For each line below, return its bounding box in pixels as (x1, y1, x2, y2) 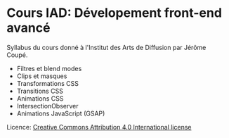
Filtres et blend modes (16, 64, 82, 73)
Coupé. (6, 51, 28, 59)
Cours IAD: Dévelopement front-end (6, 5, 223, 21)
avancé (6, 20, 51, 36)
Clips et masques (16, 72, 67, 80)
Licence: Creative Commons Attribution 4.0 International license (6, 123, 192, 131)
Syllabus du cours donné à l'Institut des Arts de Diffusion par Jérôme (6, 43, 207, 51)
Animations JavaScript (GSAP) (16, 109, 105, 118)
